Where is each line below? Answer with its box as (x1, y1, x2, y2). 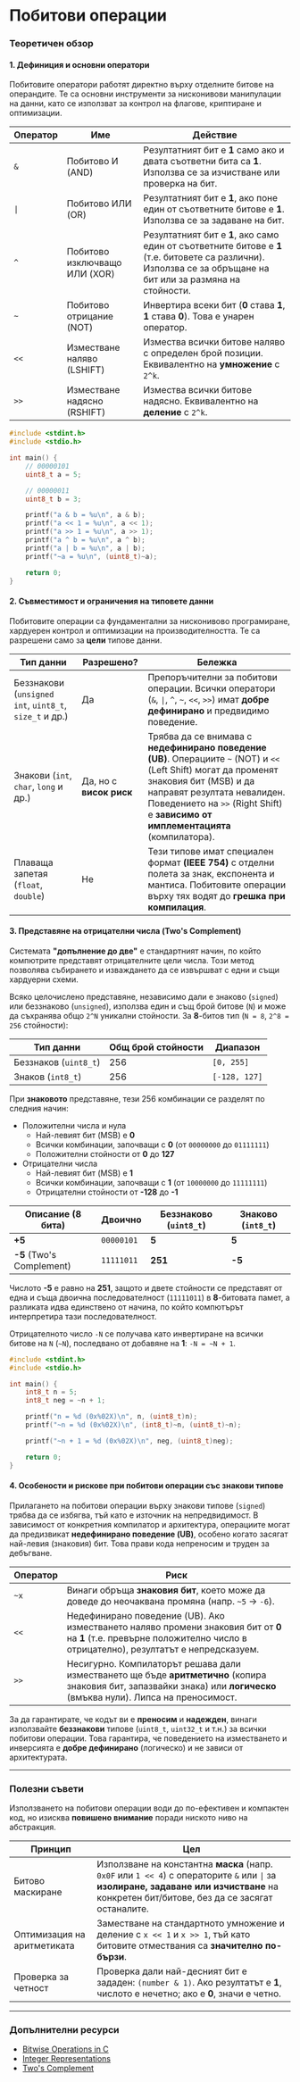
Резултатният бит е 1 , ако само (143, 229, 279, 241)
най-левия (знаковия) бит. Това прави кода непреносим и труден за (9, 1537, 270, 1549)
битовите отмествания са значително (96, 1939, 263, 1952)
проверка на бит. (143, 178, 218, 190)
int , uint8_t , (13, 698, 67, 711)
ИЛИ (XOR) (66, 268, 115, 280)
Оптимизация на (13, 1928, 87, 1941)
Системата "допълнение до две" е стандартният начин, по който (9, 945, 262, 956)
